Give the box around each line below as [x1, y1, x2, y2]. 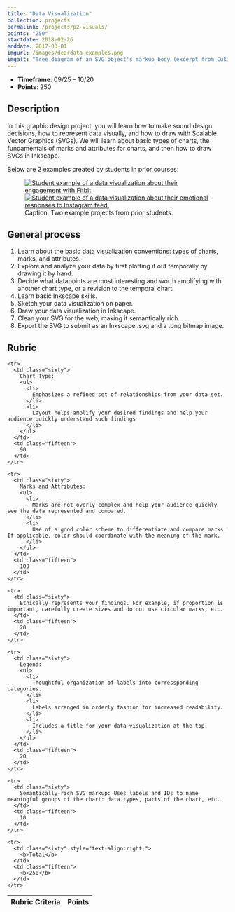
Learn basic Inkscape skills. [17, 292, 98, 300]
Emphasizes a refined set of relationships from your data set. [32, 391, 224, 398]
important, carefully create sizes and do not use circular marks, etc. [7, 606, 224, 613]
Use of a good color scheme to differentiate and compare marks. [32, 526, 227, 533]
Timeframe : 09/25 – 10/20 [17, 75, 94, 83]
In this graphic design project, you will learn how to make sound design [7, 121, 213, 130]
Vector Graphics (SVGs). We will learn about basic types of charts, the [7, 136, 210, 144]
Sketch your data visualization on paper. [17, 299, 134, 308]
